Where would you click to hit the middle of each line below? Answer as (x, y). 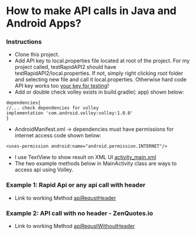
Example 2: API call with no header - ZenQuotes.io (80, 213)
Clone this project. (37, 55)
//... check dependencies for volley (53, 108)
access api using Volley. (44, 170)
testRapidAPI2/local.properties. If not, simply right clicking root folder (99, 73)
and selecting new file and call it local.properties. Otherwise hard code (101, 80)
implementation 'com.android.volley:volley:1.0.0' (70, 113)
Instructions (24, 42)
